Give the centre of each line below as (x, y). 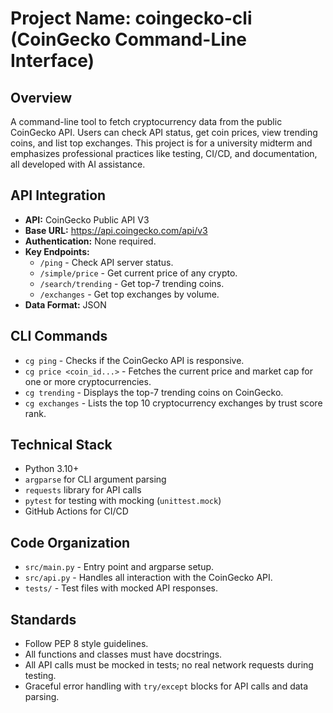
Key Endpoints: (57, 251)
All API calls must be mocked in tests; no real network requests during (169, 665)
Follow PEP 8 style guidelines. (86, 644)
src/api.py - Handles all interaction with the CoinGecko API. (148, 578)
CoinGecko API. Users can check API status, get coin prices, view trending (164, 132)
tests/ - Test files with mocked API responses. (121, 588)
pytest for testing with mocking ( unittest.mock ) (123, 501)
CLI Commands (59, 336)
